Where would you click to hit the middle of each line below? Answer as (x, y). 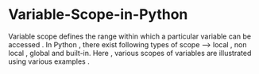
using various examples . (49, 61)
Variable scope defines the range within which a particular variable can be (130, 36)
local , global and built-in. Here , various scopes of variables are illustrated (130, 53)
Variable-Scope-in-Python (98, 15)
